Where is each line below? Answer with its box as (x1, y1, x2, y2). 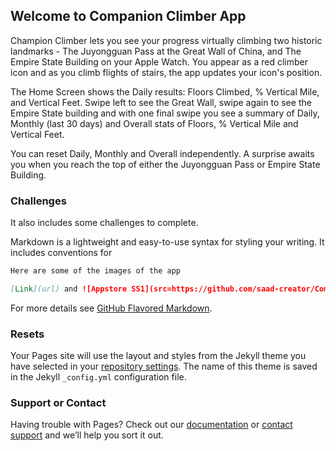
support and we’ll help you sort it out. (10, 429, 164, 441)
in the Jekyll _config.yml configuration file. (10, 371, 187, 383)
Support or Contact (10, 396, 107, 410)
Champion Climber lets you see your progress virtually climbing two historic (10, 34, 323, 46)
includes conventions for (10, 247, 113, 259)
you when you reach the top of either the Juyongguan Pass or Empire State (10, 158, 321, 170)
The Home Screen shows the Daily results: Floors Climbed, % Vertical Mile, (10, 85, 320, 98)
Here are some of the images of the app (10, 266, 182, 276)
